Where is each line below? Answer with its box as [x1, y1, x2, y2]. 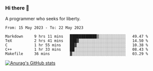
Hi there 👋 [5, 4, 30, 11]
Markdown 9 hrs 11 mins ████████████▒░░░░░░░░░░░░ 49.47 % [5, 34, 149, 39]
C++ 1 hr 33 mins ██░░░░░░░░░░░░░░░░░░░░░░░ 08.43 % [5, 47, 149, 52]
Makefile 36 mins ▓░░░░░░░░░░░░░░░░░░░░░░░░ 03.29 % [5, 52, 149, 57]
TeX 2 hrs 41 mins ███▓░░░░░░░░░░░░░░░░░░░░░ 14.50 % [5, 38, 149, 44]
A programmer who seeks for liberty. [5, 16, 81, 22]
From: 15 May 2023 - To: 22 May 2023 [5, 25, 84, 30]
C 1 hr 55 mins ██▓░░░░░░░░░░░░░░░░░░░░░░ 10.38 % [5, 43, 149, 48]
